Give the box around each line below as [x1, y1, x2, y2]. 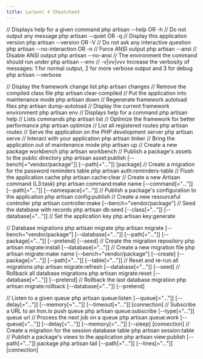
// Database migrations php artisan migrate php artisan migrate [6, 224, 164, 232]
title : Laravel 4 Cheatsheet [6, 9, 80, 15]
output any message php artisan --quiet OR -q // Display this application [6, 32, 187, 40]
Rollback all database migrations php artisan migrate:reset [6, 269, 152, 277]
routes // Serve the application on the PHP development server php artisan [6, 128, 193, 135]
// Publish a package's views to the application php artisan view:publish [6, 333, 185, 340]
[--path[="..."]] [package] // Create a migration [78, 160, 195, 168]
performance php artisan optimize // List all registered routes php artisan [6, 121, 188, 129]
